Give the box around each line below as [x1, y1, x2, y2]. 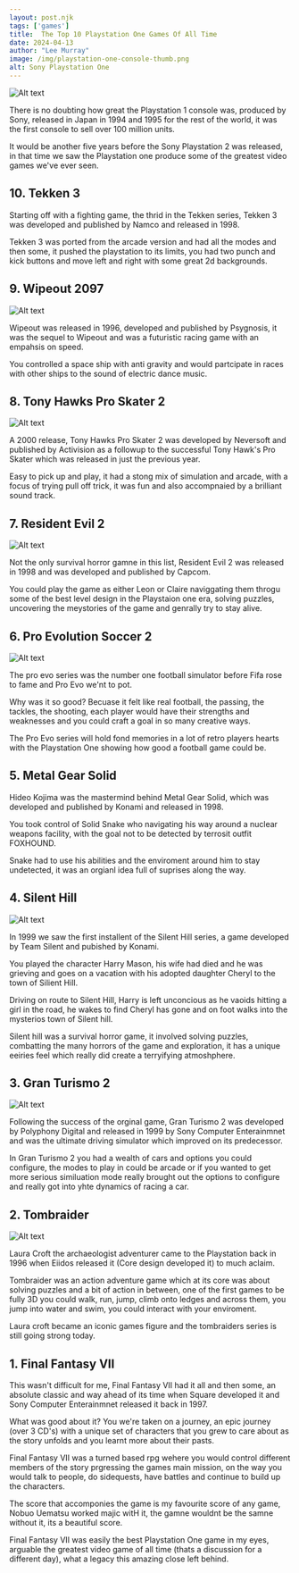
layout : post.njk [9, 13, 74, 22]
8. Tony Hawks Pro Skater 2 [9, 394, 166, 409]
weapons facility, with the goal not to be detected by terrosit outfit [9, 828, 252, 839]
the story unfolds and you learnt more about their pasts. [9, 1435, 215, 1445]
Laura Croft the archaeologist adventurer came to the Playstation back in [9, 1248, 277, 1259]
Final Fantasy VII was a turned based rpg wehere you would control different [9, 1452, 291, 1463]
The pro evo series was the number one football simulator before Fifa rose [9, 669, 283, 680]
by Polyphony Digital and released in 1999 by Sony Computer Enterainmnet [9, 1126, 286, 1137]
